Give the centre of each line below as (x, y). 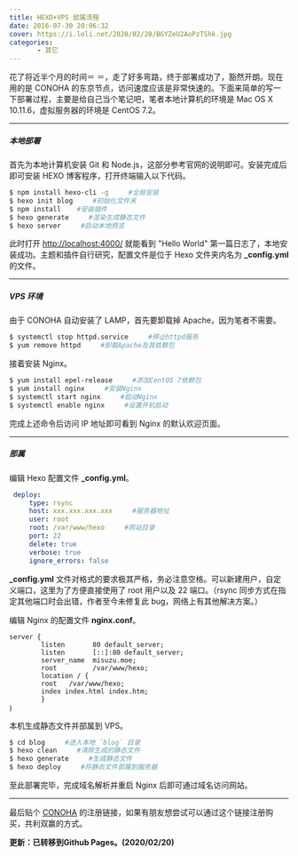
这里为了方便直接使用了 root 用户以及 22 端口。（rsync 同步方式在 (159, 590)
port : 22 (45, 536)
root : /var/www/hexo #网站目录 (92, 528)
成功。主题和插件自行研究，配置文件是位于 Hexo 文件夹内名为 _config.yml (153, 255)
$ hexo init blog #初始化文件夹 (73, 201)
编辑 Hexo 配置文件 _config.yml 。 (72, 477)
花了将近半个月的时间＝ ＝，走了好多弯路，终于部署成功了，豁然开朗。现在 (146, 77)
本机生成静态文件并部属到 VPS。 (69, 725)
